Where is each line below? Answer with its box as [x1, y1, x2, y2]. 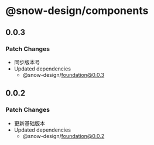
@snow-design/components [5, 4, 149, 17]
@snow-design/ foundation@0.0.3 [22, 71, 105, 78]
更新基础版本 [13, 119, 45, 126]
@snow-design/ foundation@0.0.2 [22, 132, 105, 139]
